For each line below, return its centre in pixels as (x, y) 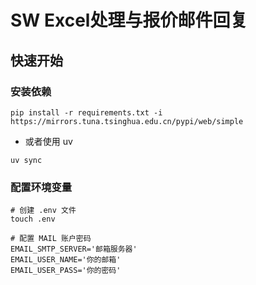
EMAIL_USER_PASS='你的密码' (66, 271)
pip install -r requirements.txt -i (86, 112)
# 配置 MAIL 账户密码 (51, 239)
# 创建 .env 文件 (43, 211)
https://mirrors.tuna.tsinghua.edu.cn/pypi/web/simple (127, 121)
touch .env (33, 219)
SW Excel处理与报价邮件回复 (129, 20)
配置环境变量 (41, 187)
